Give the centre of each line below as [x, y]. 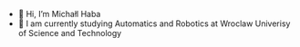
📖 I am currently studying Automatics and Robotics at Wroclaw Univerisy [154, 23]
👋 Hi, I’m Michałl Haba [59, 14]
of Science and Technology [70, 33]
